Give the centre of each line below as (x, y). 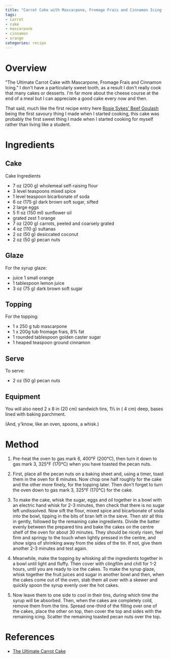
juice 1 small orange (33, 278)
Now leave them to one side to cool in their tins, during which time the (85, 595)
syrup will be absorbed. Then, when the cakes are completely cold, (83, 600)
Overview (26, 68)
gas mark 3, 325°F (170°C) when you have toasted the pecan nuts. (82, 464)
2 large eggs (26, 207)
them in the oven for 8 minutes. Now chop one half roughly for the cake (87, 479)
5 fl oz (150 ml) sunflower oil (42, 212)
